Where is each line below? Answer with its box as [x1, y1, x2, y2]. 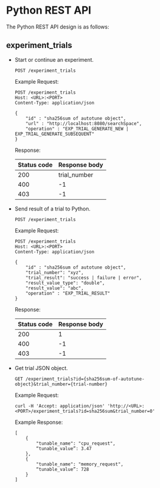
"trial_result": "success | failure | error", [25, 275, 142, 280]
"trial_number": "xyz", [25, 269, 84, 276]
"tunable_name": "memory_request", [36, 461, 124, 467]
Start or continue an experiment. [14, 56, 94, 63]
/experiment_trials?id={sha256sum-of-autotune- [25, 376, 145, 382]
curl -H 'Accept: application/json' [14, 403, 105, 409]
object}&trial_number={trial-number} [14, 381, 108, 387]
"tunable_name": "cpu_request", [36, 440, 116, 446]
